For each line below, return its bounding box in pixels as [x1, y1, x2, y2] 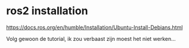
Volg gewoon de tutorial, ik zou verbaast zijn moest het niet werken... [6, 35, 176, 42]
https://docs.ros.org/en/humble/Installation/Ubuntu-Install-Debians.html [6, 24, 183, 31]
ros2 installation [6, 4, 88, 18]
